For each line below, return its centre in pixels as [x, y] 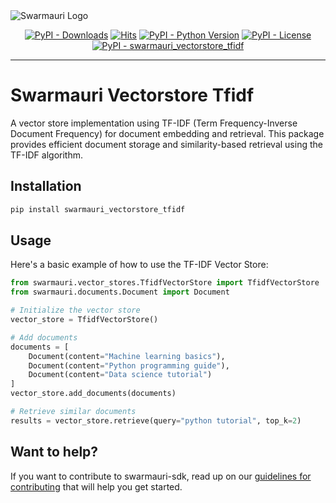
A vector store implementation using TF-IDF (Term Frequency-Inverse [154, 123]
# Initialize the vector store [75, 310]
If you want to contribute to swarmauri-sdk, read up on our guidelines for [161, 476]
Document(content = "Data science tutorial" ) [120, 375]
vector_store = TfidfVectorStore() [84, 320]
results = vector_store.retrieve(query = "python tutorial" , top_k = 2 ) [156, 420]
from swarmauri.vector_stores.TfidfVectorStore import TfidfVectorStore [165, 283]
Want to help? [54, 452]
